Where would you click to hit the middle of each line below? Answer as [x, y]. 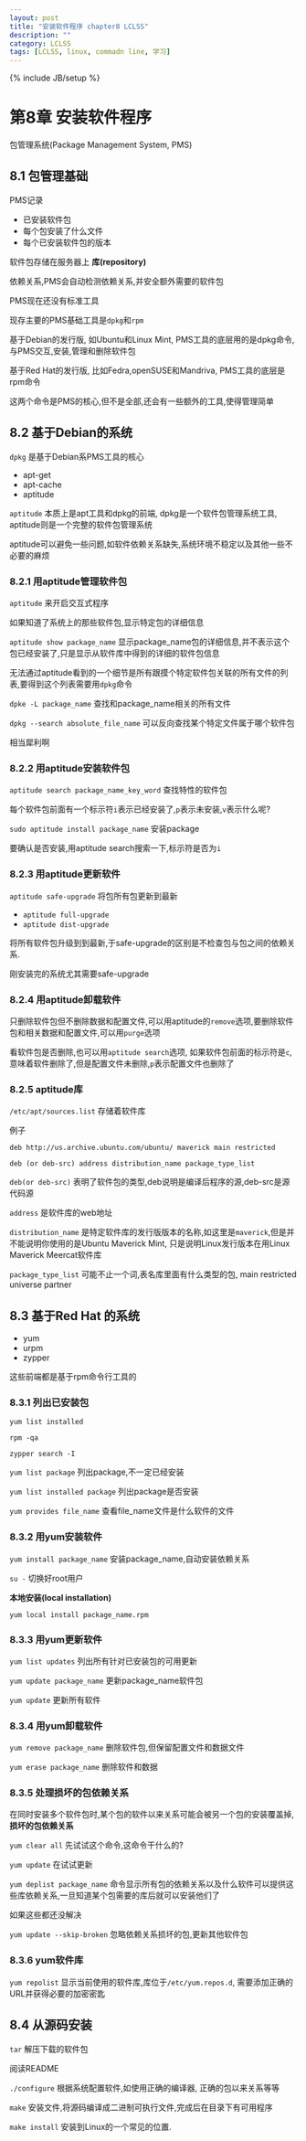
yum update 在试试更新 [51, 1865]
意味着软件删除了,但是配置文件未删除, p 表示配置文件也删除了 [122, 1063]
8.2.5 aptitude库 [47, 1089]
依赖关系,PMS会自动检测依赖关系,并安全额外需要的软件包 [116, 281]
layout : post [34, 18]
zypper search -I [42, 1454]
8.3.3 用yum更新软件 [56, 1639]
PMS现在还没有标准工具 [54, 300]
